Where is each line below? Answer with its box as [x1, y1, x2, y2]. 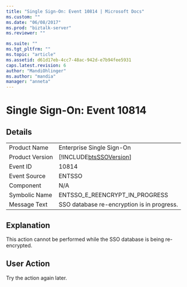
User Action [6, 259, 51, 269]
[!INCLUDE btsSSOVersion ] [58, 153, 132, 161]
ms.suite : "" [6, 41, 38, 47]
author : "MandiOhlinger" [6, 68, 66, 73]
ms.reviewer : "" [6, 30, 45, 36]
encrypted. [6, 242, 33, 249]
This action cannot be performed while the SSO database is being [6, 236, 164, 243]
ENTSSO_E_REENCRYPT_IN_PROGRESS [58, 191, 168, 199]
